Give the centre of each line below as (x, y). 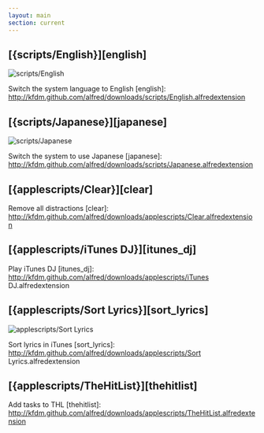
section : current (37, 23)
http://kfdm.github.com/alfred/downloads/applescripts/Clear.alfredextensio (130, 216)
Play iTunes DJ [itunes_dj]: (51, 268)
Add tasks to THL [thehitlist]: (54, 405)
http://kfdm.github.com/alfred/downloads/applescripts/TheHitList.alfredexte (132, 413)
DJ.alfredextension (39, 285)
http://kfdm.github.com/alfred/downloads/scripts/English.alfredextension (127, 97)
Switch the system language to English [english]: (87, 89)
